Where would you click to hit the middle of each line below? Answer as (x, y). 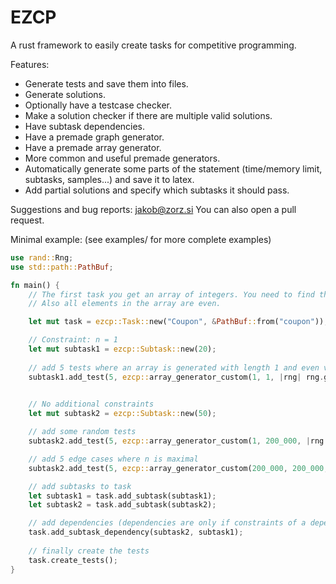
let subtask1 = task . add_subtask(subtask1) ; (122, 496)
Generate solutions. (65, 94)
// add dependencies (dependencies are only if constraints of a (167, 523)
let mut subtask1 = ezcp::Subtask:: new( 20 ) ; (122, 349)
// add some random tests (82, 432)
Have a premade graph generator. (94, 137)
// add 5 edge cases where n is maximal (113, 459)
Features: (30, 64)
